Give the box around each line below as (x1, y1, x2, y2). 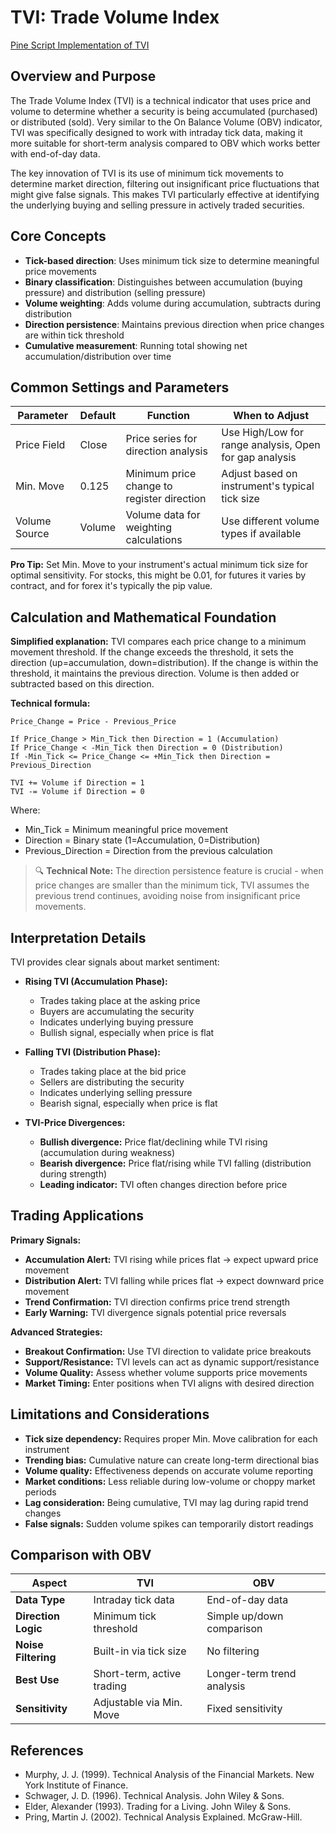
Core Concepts (10, 228, 107, 245)
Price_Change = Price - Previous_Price (10, 717, 177, 727)
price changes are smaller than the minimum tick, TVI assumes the (34, 879, 310, 891)
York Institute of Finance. (24, 1779, 129, 1791)
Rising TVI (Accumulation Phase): (24, 976, 168, 987)
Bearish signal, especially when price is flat (39, 1097, 218, 1109)
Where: (10, 804, 41, 816)
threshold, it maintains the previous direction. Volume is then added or (10, 667, 300, 680)
